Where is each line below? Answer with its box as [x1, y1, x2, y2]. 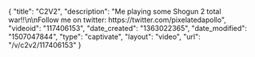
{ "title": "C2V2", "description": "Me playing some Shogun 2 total [8, 7, 221, 16]
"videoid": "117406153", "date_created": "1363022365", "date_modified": [8, 24, 248, 32]
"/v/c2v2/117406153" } [8, 40, 82, 50]
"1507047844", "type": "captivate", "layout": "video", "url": [8, 32, 201, 41]
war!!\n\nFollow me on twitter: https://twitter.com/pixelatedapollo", [8, 15, 226, 25]
